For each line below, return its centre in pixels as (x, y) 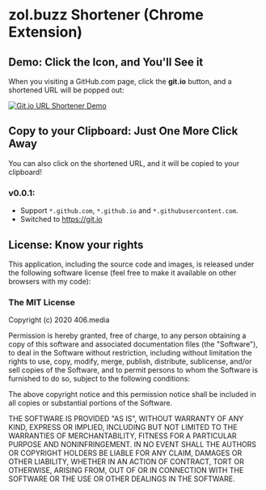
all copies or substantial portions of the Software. (90, 403)
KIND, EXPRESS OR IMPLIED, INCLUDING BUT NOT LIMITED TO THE (123, 428)
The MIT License (42, 302)
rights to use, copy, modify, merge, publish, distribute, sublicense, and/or (130, 361)
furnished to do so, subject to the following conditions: (99, 379)
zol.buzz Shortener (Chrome (106, 15)
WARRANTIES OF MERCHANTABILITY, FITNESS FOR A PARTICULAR (122, 436)
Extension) (46, 32)
